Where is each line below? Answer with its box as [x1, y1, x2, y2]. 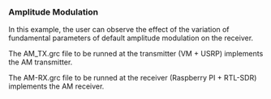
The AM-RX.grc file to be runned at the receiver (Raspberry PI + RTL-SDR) [8, 73, 257, 83]
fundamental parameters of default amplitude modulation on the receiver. [8, 33, 254, 43]
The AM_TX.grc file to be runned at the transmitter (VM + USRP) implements [8, 49, 264, 59]
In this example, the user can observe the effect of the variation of [8, 25, 230, 35]
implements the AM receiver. [8, 81, 105, 91]
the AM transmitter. [8, 57, 73, 67]
